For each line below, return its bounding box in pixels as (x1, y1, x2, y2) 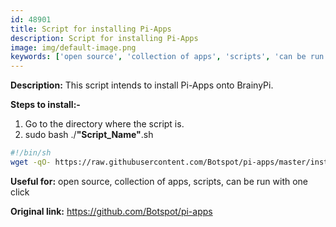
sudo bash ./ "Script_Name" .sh (24, 129, 154, 141)
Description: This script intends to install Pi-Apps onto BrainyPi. (10, 79, 274, 91)
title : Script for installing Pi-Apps (10, 24, 172, 34)
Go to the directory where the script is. (24, 118, 185, 130)
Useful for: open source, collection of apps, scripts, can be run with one (10, 175, 309, 187)
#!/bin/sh (10, 148, 52, 158)
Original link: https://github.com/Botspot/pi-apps (10, 205, 213, 217)
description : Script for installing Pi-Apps (10, 33, 199, 43)
